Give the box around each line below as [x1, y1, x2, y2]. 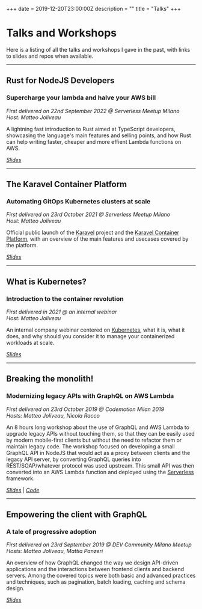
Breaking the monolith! [6, 374, 94, 384]
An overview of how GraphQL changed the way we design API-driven [6, 559, 179, 566]
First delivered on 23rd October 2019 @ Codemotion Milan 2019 [6, 406, 164, 413]
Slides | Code [6, 486, 40, 493]
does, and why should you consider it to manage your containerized [6, 333, 175, 339]
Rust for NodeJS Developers [6, 75, 115, 86]
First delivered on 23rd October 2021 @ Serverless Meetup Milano [6, 211, 171, 218]
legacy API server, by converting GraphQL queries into [6, 456, 141, 463]
